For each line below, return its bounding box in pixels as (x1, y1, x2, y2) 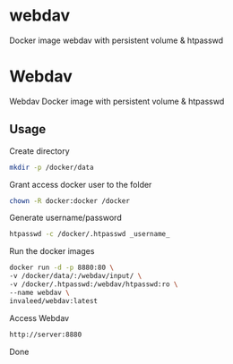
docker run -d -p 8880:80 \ (9, 263, 115, 273)
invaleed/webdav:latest (9, 296, 99, 305)
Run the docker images (9, 246, 95, 257)
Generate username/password (9, 212, 123, 224)
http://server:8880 (9, 330, 82, 339)
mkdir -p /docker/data (9, 163, 94, 172)
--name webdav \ (9, 288, 70, 297)
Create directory (9, 145, 70, 157)
